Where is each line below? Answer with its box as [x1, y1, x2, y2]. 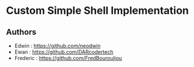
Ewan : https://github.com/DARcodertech [14, 49, 114, 55]
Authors [6, 27, 37, 37]
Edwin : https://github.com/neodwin [14, 42, 101, 49]
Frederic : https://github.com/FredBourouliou [14, 55, 122, 61]
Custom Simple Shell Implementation [6, 4, 189, 17]
